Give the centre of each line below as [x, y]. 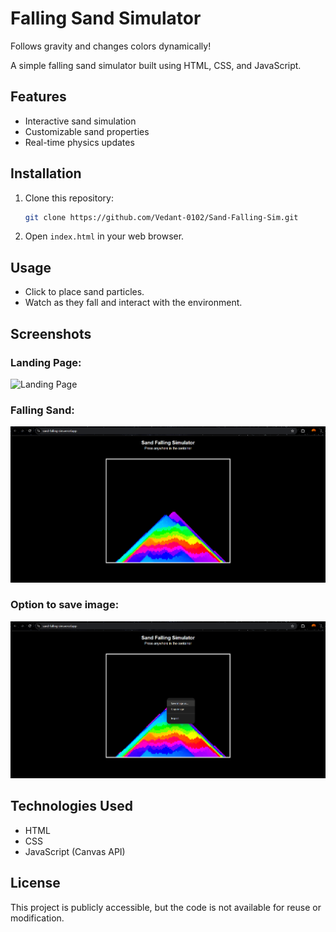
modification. [37, 918]
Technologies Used [71, 806]
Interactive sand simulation [80, 121]
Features [38, 97]
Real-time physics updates [79, 142]
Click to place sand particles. [84, 292]
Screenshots [51, 333]
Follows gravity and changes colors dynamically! [111, 46]
